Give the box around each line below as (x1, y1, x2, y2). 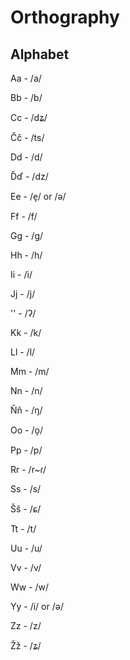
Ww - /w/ (10, 581, 50, 593)
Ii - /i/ (10, 269, 33, 280)
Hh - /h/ (10, 249, 43, 261)
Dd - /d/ (10, 151, 43, 163)
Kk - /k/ (10, 327, 42, 338)
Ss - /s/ (10, 483, 42, 495)
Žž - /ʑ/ (10, 640, 42, 651)
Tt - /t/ (10, 523, 37, 535)
